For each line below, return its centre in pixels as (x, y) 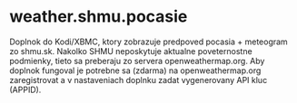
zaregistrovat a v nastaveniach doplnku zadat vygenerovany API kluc (139, 80)
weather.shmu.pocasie (99, 17)
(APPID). (25, 89)
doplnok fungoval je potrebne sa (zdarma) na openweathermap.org (135, 70)
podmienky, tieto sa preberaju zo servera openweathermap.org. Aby (137, 61)
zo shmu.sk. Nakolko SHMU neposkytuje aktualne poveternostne (131, 51)
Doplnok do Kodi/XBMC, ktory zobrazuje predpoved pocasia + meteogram (148, 42)
